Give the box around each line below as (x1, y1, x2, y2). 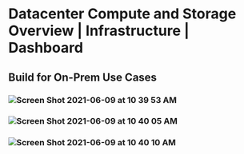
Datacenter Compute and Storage (8, 5, 237, 23)
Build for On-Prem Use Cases (8, 70, 158, 84)
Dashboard (8, 39, 84, 57)
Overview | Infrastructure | (8, 22, 190, 40)
